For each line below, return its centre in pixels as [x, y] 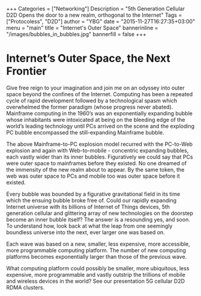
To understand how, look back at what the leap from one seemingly [89, 226]
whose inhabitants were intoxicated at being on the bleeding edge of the [96, 119]
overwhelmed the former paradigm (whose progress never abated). [90, 107]
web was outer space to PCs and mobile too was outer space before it [93, 176]
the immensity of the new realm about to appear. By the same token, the [95, 169]
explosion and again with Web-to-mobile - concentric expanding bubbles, [97, 150]
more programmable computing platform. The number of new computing [96, 250]
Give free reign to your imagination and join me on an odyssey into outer [95, 88]
